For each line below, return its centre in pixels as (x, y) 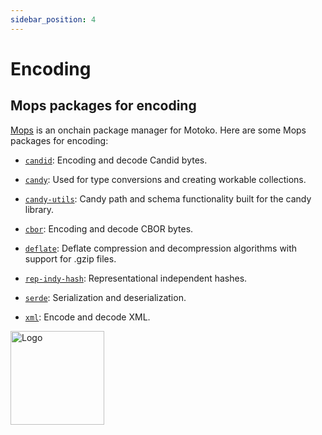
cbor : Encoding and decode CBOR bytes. (109, 228)
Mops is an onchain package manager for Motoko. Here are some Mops (158, 130)
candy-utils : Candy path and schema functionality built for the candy (168, 198)
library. (39, 209)
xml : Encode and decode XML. (87, 317)
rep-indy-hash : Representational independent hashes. (136, 278)
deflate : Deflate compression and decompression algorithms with (161, 248)
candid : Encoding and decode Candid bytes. (116, 160)
